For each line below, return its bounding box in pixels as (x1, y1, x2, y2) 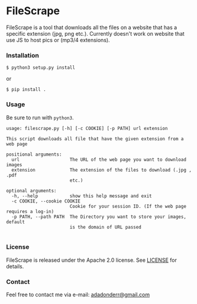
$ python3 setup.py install (6, 65, 76, 71)
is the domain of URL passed (69, 224, 142, 230)
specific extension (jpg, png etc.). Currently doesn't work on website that (6, 30, 185, 37)
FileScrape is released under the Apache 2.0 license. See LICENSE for (6, 256, 177, 264)
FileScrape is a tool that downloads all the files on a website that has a (6, 24, 177, 31)
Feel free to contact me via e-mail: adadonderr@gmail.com (6, 291, 150, 298)
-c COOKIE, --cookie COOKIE (11, 198, 81, 204)
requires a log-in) (6, 208, 54, 214)
